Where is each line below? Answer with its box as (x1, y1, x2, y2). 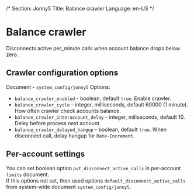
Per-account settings (6, 149, 85, 159)
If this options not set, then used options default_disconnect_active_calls (6, 177, 186, 184)
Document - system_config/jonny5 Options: (6, 83, 110, 90)
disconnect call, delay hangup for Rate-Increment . (14, 132, 135, 139)
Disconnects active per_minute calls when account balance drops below (6, 44, 181, 51)
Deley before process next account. (14, 119, 101, 126)
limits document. (6, 171, 50, 178)
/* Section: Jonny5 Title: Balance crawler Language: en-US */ (6, 5, 154, 12)
